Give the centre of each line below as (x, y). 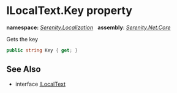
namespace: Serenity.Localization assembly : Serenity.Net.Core (88, 27)
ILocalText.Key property (70, 11)
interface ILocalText (40, 84)
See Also (24, 70)
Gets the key (22, 39)
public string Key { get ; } (42, 50)
